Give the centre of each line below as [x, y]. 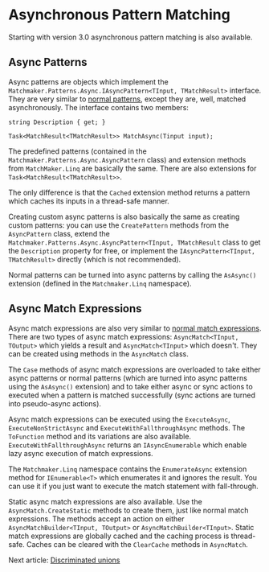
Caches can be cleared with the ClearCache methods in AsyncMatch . [138, 544]
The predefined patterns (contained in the [77, 151]
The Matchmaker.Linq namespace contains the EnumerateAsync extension [128, 469]
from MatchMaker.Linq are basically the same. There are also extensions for [132, 168]
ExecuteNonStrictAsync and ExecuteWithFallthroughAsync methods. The [127, 427]
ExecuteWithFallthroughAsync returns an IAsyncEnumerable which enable [128, 445]
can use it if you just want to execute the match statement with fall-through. [133, 486]
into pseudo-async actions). [55, 403]
